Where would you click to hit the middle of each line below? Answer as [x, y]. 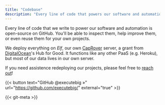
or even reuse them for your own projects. [48, 38]
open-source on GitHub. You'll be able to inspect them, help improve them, [81, 33]
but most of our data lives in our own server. [50, 58]
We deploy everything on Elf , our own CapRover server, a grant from [74, 48]
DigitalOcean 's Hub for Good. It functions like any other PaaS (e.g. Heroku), [82, 53]
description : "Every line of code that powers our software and [72, 14]
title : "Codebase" [24, 10]
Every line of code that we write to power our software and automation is [79, 28]
